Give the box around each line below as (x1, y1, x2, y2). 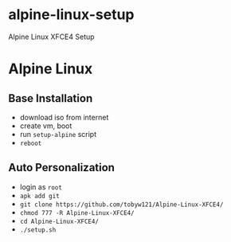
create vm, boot (19, 121, 72, 131)
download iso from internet (19, 112, 109, 122)
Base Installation (8, 92, 93, 105)
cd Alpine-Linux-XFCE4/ (19, 217, 100, 225)
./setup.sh (19, 225, 57, 234)
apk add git (19, 192, 60, 200)
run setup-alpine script (19, 129, 97, 139)
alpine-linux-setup (8, 6, 135, 24)
